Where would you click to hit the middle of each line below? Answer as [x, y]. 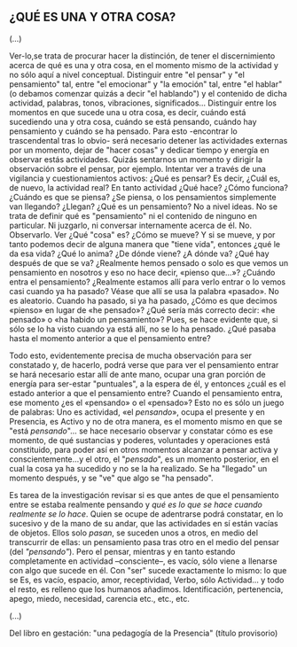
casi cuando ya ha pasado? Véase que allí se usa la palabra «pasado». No [144, 291]
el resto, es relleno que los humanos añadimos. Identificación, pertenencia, [146, 589]
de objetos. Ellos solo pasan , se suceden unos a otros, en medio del [134, 533]
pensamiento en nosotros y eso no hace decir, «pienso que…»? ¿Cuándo [142, 272]
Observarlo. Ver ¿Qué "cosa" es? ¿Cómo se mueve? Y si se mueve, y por [142, 234]
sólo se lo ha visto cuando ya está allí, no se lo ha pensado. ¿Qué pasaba [143, 329]
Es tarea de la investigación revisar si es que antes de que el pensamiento [144, 495]
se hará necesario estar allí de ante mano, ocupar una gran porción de [137, 374]
